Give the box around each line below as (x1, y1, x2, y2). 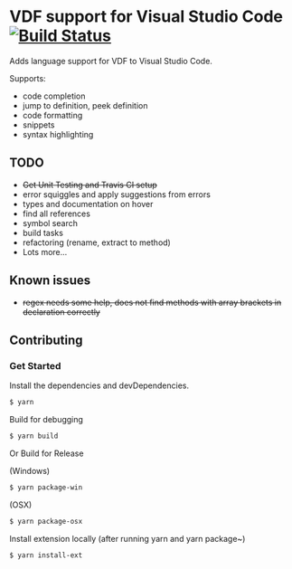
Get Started (9, 359, 61, 372)
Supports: (9, 72, 47, 83)
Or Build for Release (9, 448, 84, 459)
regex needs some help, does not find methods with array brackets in (22, 297, 282, 308)
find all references (22, 208, 90, 219)
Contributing (9, 332, 83, 347)
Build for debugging (9, 414, 84, 425)
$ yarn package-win (9, 483, 83, 492)
